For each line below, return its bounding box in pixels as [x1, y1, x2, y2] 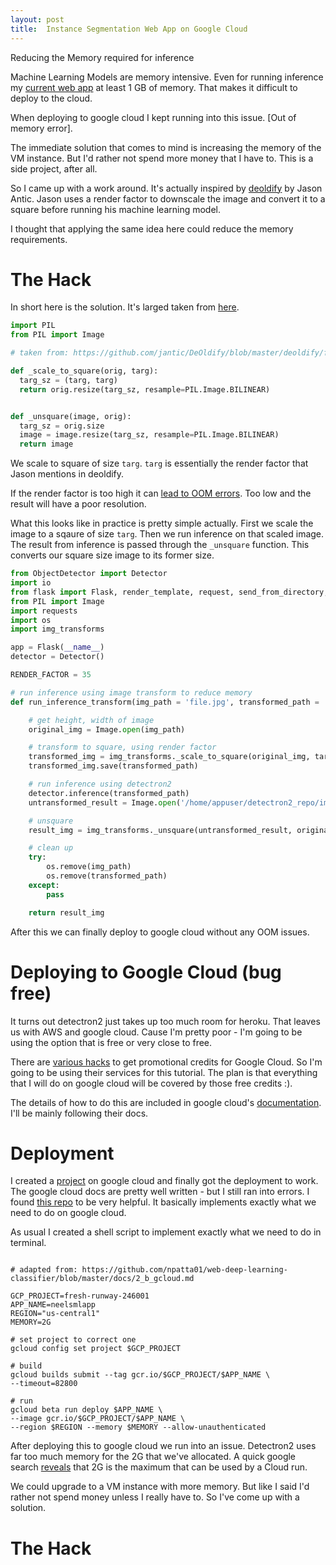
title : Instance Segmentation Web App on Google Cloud [10, 24, 248, 34]
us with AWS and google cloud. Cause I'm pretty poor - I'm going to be [10, 1026, 303, 1038]
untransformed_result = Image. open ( [28, 797, 182, 808]
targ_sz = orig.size [19, 421, 105, 431]
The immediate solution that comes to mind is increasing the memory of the [10, 141, 322, 153]
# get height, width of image [28, 715, 155, 725]
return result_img [28, 907, 105, 918]
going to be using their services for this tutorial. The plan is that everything [10, 1066, 318, 1078]
